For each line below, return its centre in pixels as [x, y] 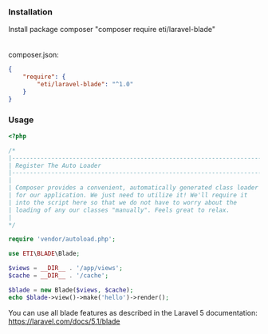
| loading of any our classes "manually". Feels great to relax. [119, 210]
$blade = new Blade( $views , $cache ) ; [71, 290]
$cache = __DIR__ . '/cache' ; [59, 276]
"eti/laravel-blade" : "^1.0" [85, 85]
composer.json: [34, 55]
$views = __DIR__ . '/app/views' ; [66, 268]
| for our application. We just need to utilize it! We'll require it [128, 195]
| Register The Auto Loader [55, 165]
